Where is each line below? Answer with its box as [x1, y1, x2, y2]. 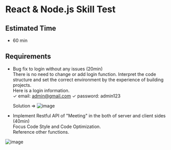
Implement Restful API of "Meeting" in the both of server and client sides [12, 112, 166, 118]
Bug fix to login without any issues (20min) [12, 65, 103, 72]
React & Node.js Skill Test [5, 4, 116, 15]
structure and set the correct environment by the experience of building [12, 77, 164, 83]
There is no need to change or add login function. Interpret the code [12, 71, 157, 77]
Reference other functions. [12, 129, 69, 135]
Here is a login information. [12, 87, 70, 93]
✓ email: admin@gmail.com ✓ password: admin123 [12, 93, 121, 99]
